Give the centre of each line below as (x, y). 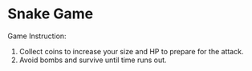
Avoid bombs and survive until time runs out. (93, 60)
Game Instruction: (37, 36)
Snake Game (51, 14)
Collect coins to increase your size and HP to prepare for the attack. (131, 51)
